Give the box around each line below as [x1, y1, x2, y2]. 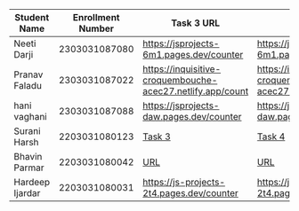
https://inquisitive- [141, 63, 222, 74]
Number [78, 22, 114, 35]
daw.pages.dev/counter [141, 111, 242, 122]
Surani [13, 125, 42, 137]
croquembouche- [141, 74, 218, 86]
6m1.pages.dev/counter [141, 49, 244, 60]
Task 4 [256, 130, 286, 143]
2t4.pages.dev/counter [141, 187, 238, 199]
